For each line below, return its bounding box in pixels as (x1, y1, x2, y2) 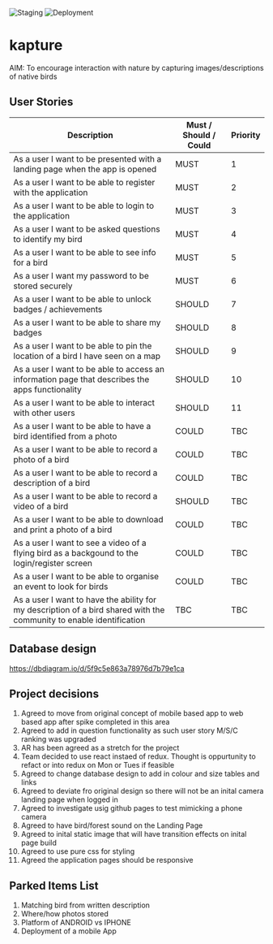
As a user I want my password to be (13, 270, 149, 281)
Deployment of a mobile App (20, 926, 117, 936)
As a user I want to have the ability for (13, 594, 157, 605)
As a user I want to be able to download (13, 513, 164, 525)
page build (20, 838, 58, 848)
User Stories (9, 95, 74, 109)
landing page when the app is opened (13, 163, 157, 175)
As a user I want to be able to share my (13, 317, 161, 328)
